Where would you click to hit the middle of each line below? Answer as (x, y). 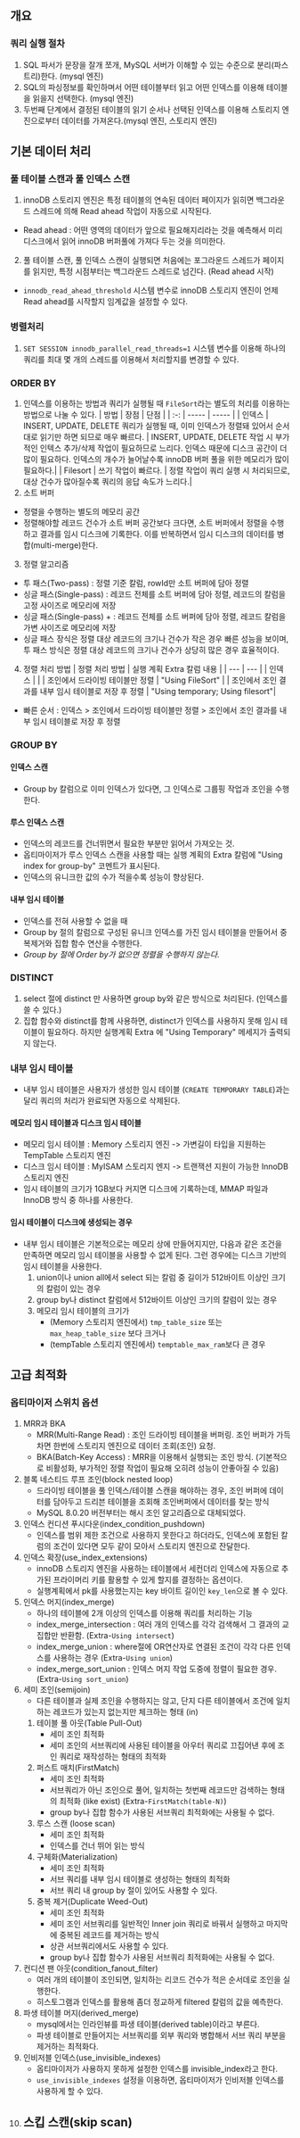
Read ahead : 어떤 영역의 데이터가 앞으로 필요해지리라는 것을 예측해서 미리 (153, 230)
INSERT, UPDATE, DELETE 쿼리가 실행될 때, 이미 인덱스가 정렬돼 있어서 (148, 426)
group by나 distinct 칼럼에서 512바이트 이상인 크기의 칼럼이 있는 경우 (157, 1299)
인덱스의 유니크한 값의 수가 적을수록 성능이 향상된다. (113, 877)
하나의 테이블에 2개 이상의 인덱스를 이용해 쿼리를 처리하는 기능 (144, 1613)
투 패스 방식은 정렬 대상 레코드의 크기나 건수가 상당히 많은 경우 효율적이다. (151, 650)
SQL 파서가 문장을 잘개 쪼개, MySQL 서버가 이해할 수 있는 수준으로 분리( (149, 64)
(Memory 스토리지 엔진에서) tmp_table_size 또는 (136, 1322)
